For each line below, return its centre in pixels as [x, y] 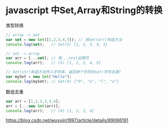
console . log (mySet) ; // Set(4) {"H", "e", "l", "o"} [62, 81]
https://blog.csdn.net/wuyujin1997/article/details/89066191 [67, 120]
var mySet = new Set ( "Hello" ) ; [39, 77]
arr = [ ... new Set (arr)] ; [33, 106]
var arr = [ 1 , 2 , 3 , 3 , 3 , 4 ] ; [33, 101]
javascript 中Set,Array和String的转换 [84, 10]
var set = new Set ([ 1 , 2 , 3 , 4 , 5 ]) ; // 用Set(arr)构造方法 [64, 39]
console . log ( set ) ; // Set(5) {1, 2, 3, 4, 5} [57, 44]
